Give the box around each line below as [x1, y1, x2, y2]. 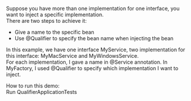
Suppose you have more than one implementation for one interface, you [6, 5, 180, 12]
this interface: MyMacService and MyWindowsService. [6, 53, 139, 59]
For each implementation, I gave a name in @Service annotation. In [6, 58, 168, 65]
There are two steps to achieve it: [6, 18, 87, 24]
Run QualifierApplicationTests [6, 89, 77, 95]
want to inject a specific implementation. [6, 11, 104, 18]
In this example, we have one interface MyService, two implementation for [6, 46, 186, 53]
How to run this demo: [6, 82, 60, 89]
